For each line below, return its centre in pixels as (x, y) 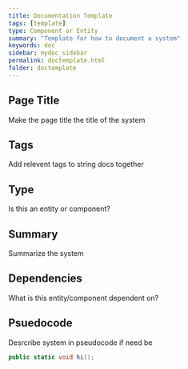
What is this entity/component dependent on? (84, 298)
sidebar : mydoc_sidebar (48, 53)
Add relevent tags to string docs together (76, 164)
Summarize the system (46, 253)
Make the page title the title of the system (77, 120)
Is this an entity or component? (59, 209)
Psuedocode (41, 323)
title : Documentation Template (60, 16)
